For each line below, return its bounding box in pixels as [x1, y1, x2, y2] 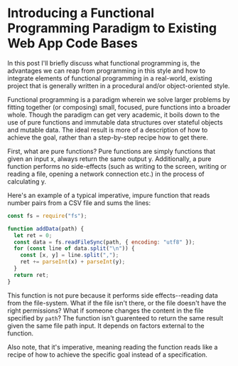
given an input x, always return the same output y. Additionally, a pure [7, 155, 212, 163]
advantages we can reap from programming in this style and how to [7, 66, 206, 75]
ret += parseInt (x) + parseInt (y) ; [20, 258, 126, 266]
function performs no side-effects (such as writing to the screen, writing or [7, 162, 227, 170]
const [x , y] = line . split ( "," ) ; [20, 251, 119, 259]
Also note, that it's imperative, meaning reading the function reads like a [7, 343, 218, 351]
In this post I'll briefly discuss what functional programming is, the [7, 58, 200, 67]
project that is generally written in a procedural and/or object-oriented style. [7, 81, 230, 90]
